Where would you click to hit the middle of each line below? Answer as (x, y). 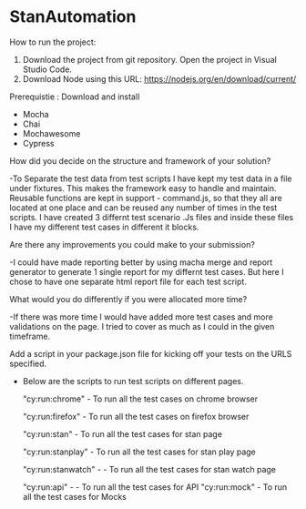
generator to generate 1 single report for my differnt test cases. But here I (147, 271)
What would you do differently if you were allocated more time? (128, 299)
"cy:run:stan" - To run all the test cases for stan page (122, 433)
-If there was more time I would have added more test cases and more (141, 317)
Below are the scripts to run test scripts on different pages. (133, 381)
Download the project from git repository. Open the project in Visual (150, 59)
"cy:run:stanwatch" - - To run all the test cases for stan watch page (149, 469)
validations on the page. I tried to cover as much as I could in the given (142, 326)
